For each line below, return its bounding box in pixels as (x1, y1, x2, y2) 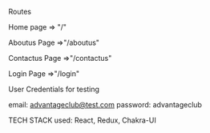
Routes (8, 7, 32, 16)
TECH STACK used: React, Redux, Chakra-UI (8, 115, 156, 125)
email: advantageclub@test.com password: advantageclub (8, 100, 203, 109)
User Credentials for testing (8, 84, 100, 94)
